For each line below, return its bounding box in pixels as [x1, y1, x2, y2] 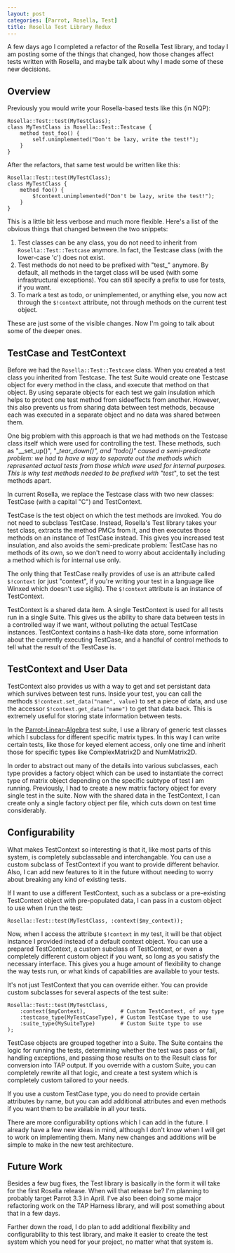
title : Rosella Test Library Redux [7, 23, 112, 30]
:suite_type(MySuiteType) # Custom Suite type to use [20, 1020, 202, 1027]
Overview [7, 85, 51, 97]
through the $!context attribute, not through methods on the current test [17, 298, 227, 306]
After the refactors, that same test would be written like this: [7, 161, 181, 169]
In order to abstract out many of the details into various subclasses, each [7, 761, 219, 770]
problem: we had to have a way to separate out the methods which [7, 454, 202, 462]
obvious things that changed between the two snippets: [7, 225, 168, 233]
